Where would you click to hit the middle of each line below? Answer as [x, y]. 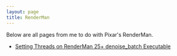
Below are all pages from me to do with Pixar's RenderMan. [80, 34]
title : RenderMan [28, 17]
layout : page [23, 12]
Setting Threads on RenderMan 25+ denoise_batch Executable [93, 46]
